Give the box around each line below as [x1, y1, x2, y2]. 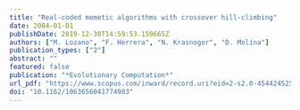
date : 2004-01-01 [9, 21, 74, 30]
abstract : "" [9, 54, 58, 63]
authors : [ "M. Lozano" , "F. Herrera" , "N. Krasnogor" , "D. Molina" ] [9, 37, 270, 47]
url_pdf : [9, 79, 42, 88]
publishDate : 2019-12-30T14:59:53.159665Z [9, 29, 170, 38]
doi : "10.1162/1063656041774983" [9, 87, 134, 96]
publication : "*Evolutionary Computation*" [9, 71, 174, 80]
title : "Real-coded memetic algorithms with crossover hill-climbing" [9, 12, 278, 22]
